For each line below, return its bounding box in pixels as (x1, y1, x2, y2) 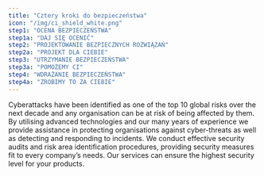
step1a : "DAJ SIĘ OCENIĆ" (8, 33, 94, 42)
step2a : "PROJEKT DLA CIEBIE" (8, 48, 109, 56)
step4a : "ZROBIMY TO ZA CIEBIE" (8, 78, 115, 86)
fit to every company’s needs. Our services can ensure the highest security (8, 150, 254, 159)
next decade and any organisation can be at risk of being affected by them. (8, 108, 255, 117)
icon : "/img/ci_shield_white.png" (8, 19, 123, 27)
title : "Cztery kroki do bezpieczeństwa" (8, 11, 148, 20)
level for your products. (8, 159, 85, 168)
